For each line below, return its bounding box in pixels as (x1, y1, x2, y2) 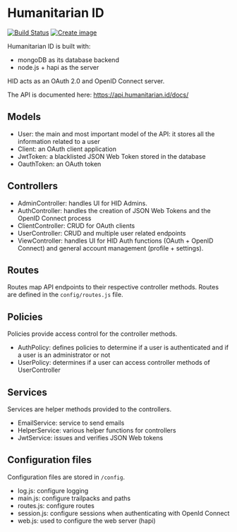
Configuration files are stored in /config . (7, 473, 126, 481)
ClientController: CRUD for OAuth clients (17, 221, 135, 230)
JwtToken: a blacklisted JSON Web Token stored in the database (17, 152, 206, 160)
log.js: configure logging (17, 486, 89, 495)
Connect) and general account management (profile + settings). (17, 243, 204, 252)
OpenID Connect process (17, 214, 92, 222)
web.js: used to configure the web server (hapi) (17, 516, 157, 525)
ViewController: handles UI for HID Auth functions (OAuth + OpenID (17, 236, 214, 245)
